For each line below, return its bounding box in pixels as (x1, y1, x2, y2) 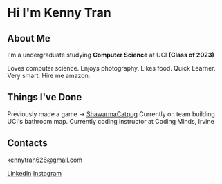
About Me (7, 33, 50, 44)
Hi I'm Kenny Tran (7, 5, 112, 21)
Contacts (7, 137, 48, 149)
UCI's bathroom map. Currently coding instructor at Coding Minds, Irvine (7, 117, 214, 125)
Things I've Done (7, 91, 82, 103)
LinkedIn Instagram (7, 169, 62, 177)
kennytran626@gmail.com (7, 156, 83, 164)
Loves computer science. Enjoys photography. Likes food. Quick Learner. (7, 64, 216, 72)
